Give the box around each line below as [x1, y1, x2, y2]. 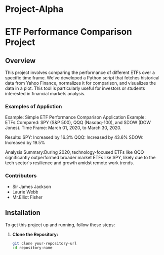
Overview [5, 56, 36, 65]
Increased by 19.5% [5, 140, 45, 146]
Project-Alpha [5, 3, 64, 15]
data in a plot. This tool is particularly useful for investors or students [5, 85, 145, 91]
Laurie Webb [12, 189, 39, 194]
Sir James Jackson [12, 184, 51, 190]
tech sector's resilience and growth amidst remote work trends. [5, 160, 134, 166]
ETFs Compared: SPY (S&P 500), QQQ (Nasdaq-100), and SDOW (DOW [5, 120, 151, 126]
